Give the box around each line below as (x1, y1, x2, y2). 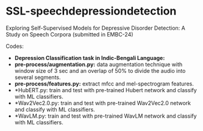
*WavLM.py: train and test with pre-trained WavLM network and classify (14, 112, 197, 119)
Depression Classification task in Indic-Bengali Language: (14, 54, 165, 61)
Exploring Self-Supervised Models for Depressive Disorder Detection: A (5, 24, 185, 32)
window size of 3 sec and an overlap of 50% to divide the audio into (14, 67, 186, 74)
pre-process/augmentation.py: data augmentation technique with (14, 61, 183, 68)
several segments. (14, 73, 61, 81)
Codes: (5, 42, 24, 50)
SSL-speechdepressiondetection (5, 4, 177, 18)
